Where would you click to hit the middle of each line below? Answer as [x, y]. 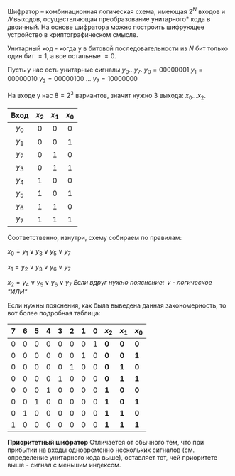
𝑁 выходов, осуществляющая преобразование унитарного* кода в [109, 19]
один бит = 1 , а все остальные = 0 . [62, 55]
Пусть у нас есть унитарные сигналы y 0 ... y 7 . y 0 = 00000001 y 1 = [105, 70]
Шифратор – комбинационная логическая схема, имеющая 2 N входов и [116, 11]
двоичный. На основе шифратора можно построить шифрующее [106, 27]
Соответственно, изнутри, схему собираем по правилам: [95, 238]
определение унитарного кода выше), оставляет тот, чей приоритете [113, 457]
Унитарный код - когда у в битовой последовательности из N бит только [118, 48]
